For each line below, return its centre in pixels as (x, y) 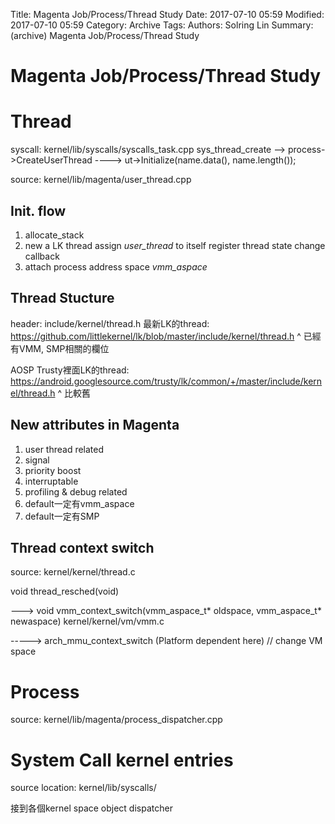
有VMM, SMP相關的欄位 (60, 348)
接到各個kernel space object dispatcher (91, 808)
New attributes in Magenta (95, 425)
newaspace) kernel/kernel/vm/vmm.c (87, 621)
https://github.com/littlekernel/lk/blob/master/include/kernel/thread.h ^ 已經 (166, 336)
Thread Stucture (62, 298)
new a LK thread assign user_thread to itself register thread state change (175, 245)
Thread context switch (82, 547)
